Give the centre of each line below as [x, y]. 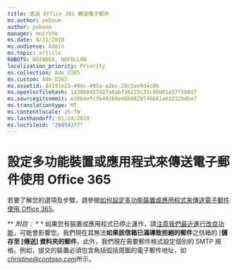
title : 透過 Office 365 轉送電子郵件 [59, 14]
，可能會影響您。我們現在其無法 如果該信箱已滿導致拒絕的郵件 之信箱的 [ [118, 233]
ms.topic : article [34, 53]
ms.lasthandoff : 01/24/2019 [49, 118]
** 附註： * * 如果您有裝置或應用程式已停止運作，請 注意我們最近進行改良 [113, 224]
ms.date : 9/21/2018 [36, 40]
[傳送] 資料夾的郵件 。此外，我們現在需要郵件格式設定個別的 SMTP [117, 242]
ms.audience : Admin [36, 46]
